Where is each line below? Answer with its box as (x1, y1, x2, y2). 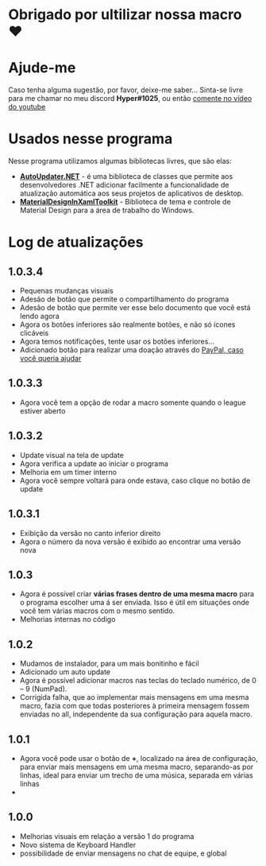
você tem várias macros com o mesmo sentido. (19, 606, 175, 616)
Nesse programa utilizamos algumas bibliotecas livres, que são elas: (8, 157, 232, 166)
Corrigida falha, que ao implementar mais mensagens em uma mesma (19, 693, 249, 702)
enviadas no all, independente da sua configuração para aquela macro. (19, 709, 253, 719)
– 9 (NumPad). (19, 684, 67, 693)
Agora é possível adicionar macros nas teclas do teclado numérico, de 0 (19, 676, 256, 685)
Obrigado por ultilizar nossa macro (8, 6, 242, 24)
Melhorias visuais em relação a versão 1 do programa (19, 831, 195, 841)
